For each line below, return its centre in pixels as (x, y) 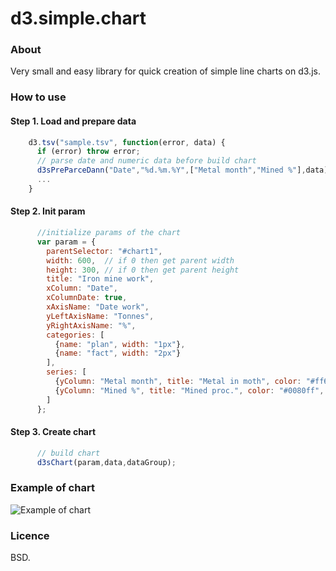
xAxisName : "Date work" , (98, 307)
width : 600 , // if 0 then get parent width (140, 260)
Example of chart (52, 488)
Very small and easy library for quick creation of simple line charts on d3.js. (165, 71)
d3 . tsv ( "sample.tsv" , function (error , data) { (127, 142)
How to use (38, 97)
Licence (30, 535)
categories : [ (75, 335)
